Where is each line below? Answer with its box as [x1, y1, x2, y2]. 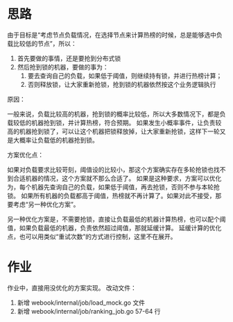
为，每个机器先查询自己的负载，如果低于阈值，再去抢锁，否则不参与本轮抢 [7, 182, 220, 191]
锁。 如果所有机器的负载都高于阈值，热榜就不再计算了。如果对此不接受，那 [7, 191, 222, 200]
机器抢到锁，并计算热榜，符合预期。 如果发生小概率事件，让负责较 [31, 118, 222, 127]
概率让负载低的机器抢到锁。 [19, 136, 98, 144]
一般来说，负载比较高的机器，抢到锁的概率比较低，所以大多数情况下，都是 [7, 109, 220, 118]
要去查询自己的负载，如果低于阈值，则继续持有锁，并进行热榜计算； [27, 71, 223, 80]
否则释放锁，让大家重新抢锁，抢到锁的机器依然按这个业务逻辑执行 [27, 80, 216, 88]
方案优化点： [7, 150, 44, 159]
